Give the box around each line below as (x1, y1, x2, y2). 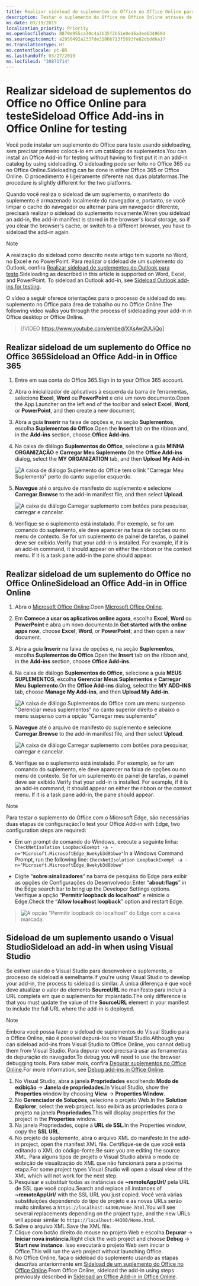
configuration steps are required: (6, 826, 86, 834)
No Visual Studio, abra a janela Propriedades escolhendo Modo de (14, 1077, 179, 1084)
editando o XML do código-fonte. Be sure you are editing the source (14, 1146, 181, 1154)
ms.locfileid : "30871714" (6, 58, 70, 64)
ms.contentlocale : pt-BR (6, 47, 68, 53)
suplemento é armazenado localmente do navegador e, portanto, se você (6, 197, 185, 204)
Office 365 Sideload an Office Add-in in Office (6, 351, 178, 362)
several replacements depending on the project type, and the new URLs (14, 1209, 191, 1217)
